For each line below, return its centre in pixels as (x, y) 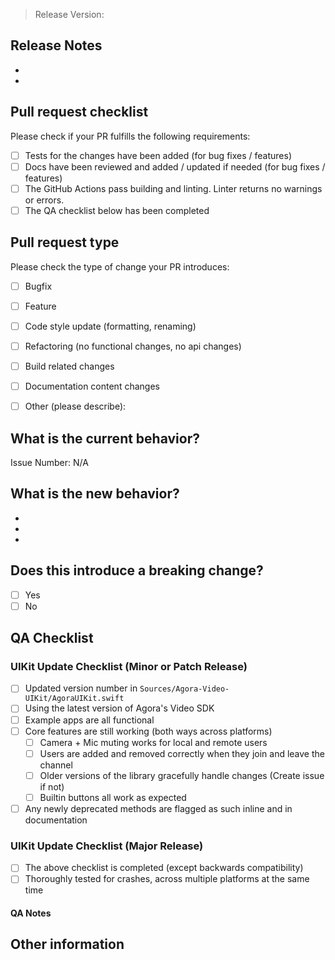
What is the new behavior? (95, 494)
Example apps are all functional (89, 720)
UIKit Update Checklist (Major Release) (107, 846)
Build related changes (69, 366)
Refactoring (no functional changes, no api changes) (133, 346)
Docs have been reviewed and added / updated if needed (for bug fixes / (175, 166)
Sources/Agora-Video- (184, 689)
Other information (67, 944)
